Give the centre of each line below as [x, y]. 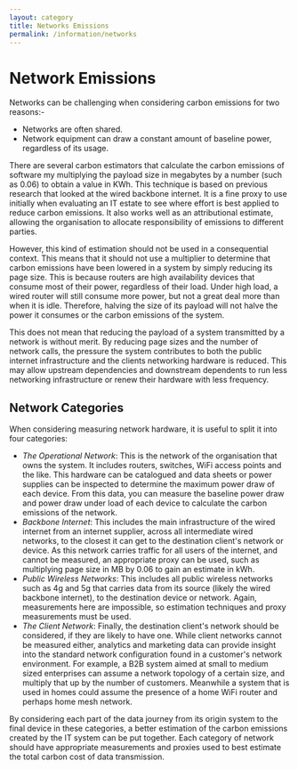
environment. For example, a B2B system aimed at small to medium [145, 664]
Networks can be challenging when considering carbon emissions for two [145, 102]
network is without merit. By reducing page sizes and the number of [134, 342]
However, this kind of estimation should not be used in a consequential [139, 249]
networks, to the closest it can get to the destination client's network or [153, 541]
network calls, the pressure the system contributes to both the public [136, 352]
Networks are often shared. [72, 129]
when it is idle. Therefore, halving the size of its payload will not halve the [144, 306]
